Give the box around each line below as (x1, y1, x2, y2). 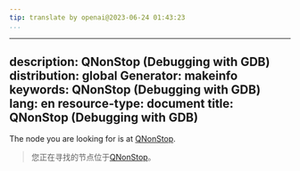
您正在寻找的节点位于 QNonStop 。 (30, 152, 156, 163)
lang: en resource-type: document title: (9, 96, 234, 111)
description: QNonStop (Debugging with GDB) (9, 54, 271, 69)
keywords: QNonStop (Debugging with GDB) (9, 82, 262, 98)
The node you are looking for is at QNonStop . (9, 134, 176, 144)
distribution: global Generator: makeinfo (9, 69, 238, 84)
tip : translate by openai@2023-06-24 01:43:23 (9, 12, 186, 22)
